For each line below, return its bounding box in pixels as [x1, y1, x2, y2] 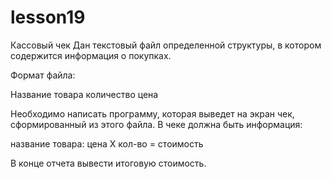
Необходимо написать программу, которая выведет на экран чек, [10, 107, 295, 120]
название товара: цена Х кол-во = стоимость [10, 137, 204, 150]
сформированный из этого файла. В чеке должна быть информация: [10, 118, 303, 130]
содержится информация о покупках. [10, 49, 172, 61]
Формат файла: [10, 69, 76, 81]
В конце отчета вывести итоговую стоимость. [10, 157, 207, 169]
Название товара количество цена [10, 88, 159, 100]
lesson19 [10, 6, 86, 29]
